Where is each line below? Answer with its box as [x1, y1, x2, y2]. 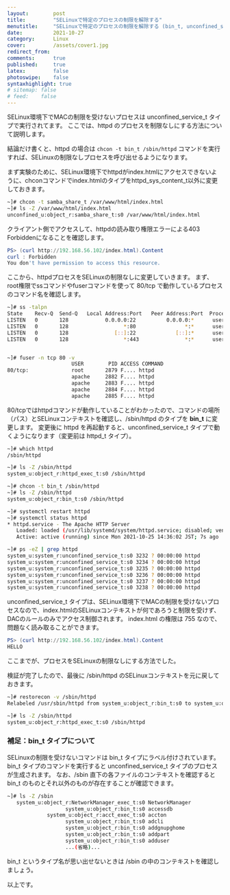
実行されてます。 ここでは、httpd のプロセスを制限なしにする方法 [18, 122, 205, 129]
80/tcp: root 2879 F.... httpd [7, 367, 155, 374]
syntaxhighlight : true [7, 80, 72, 87]
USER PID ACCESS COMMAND [71, 361, 164, 367]
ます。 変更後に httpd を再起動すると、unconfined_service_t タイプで [18, 423, 214, 431]
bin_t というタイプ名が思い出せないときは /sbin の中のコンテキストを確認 [7, 857, 214, 865]
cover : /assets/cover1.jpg [7, 42, 109, 49]
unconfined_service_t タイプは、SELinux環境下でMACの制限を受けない [7, 598, 207, 606]
